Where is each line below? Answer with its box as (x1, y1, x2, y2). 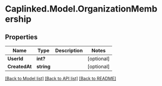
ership (5, 14, 32, 25)
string (36, 63, 51, 70)
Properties (5, 33, 38, 41)
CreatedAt (7, 63, 32, 70)
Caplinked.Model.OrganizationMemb (5, 3, 158, 14)
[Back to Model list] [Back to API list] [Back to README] (5, 76, 116, 81)
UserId (7, 56, 23, 62)
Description (55, 47, 83, 54)
